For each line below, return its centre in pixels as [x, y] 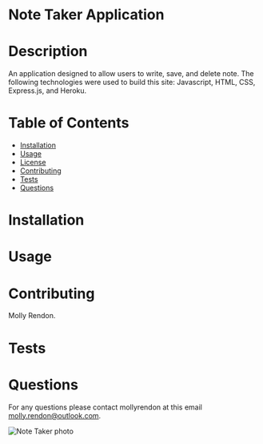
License [33, 163]
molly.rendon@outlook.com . [55, 415]
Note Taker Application [86, 15]
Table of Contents [69, 123]
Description [48, 52]
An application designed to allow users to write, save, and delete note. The [131, 74]
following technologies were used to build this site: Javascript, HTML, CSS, [132, 83]
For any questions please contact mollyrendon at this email [105, 407]
